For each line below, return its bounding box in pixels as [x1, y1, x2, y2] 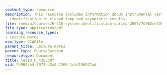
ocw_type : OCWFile [5, 39, 43, 44]
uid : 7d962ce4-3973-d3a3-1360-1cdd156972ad [5, 62, 97, 67]
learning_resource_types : [5, 30, 59, 35]
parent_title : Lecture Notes [5, 44, 66, 49]
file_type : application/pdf [5, 26, 64, 31]
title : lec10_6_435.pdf [5, 58, 55, 63]
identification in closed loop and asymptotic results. [9, 16, 128, 21]
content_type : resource [5, 7, 55, 12]
